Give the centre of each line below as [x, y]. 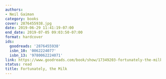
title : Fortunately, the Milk [36, 69]
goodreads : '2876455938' [35, 46]
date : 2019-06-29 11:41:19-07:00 [40, 28]
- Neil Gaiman [20, 14]
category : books [22, 19]
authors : [14, 10]
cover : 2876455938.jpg [28, 23]
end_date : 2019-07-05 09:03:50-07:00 [44, 32]
